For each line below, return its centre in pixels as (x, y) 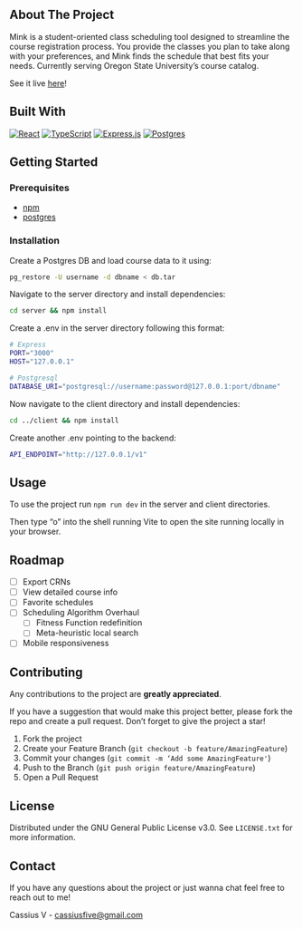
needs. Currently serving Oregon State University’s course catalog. (134, 65)
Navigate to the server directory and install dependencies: (118, 295)
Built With (38, 112)
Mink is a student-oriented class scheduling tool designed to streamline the (150, 36)
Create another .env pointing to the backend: (93, 438)
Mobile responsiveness (66, 644)
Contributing (46, 672)
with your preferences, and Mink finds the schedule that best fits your (139, 56)
